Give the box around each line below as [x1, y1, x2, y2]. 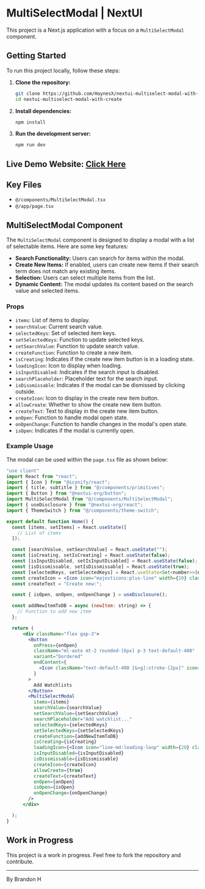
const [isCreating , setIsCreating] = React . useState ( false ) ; [12, 552, 171, 559]
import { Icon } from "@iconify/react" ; [6, 479, 111, 485]
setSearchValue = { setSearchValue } [33, 710, 119, 717]
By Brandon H [6, 875, 41, 883]
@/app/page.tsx [15, 204, 54, 210]
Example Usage [6, 442, 54, 451]
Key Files [6, 180, 41, 190]
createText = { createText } [33, 773, 97, 779]
